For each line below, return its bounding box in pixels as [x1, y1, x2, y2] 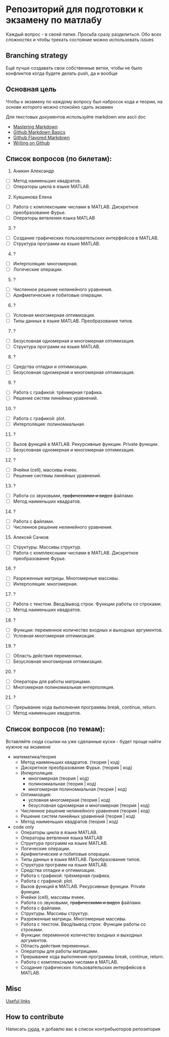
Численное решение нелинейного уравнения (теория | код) [20, 807, 150, 814]
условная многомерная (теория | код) [28, 797, 111, 803]
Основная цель [6, 85, 57, 94]
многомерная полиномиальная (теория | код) [28, 786, 128, 792]
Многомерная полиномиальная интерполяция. [13, 684, 115, 690]
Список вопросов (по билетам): [6, 154, 112, 163]
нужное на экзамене [6, 744, 51, 750]
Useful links [6, 998, 30, 1004]
